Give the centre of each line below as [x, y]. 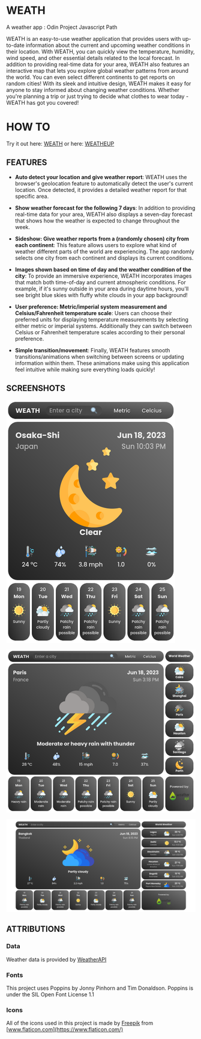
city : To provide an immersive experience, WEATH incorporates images [103, 276]
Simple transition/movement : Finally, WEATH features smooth [92, 350]
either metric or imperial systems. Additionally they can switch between [103, 326]
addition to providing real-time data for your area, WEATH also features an [98, 64]
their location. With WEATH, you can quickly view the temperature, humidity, [100, 51]
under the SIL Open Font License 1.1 [50, 994]
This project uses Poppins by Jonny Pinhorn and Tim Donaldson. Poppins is [100, 988]
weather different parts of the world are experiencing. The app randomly [105, 251]
